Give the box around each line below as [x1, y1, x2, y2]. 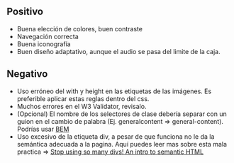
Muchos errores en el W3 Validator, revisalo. [16, 102, 147, 110]
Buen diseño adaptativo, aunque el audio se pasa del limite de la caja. [16, 47, 221, 56]
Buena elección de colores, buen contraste [16, 24, 143, 33]
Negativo [6, 68, 48, 80]
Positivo [6, 6, 44, 18]
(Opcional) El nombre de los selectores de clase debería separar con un [16, 110, 228, 118]
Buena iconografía [16, 39, 72, 48]
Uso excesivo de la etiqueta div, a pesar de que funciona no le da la [16, 132, 215, 141]
